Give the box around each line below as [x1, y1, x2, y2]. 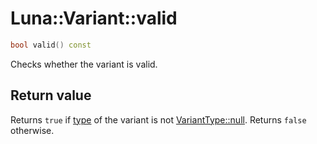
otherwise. [10, 124, 55, 136]
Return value [10, 87, 92, 104]
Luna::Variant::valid [10, 7, 178, 30]
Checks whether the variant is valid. [10, 58, 158, 70]
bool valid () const [10, 40, 92, 50]
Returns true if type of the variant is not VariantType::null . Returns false [10, 113, 307, 126]
